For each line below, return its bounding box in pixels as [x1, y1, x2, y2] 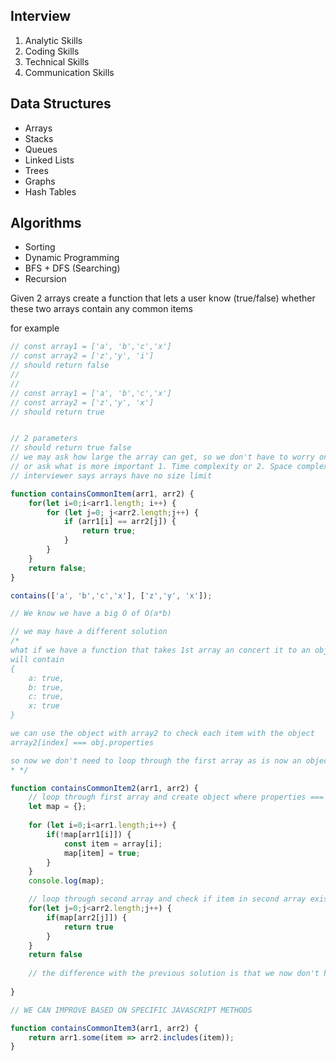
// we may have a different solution [10, 627, 168, 637]
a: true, [28, 673, 65, 683]
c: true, [28, 692, 65, 702]
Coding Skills [24, 45, 80, 57]
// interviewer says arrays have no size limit [10, 470, 213, 481]
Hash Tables [24, 185, 77, 198]
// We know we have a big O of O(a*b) [10, 609, 172, 619]
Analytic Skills [24, 34, 83, 46]
